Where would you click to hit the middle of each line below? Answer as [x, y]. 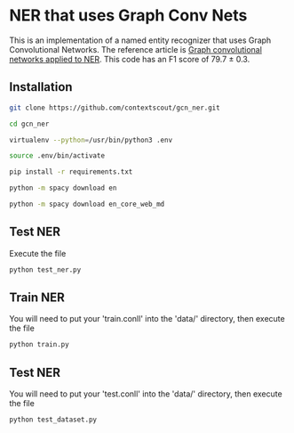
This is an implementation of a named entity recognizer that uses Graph [140, 40]
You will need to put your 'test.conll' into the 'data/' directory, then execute [146, 394]
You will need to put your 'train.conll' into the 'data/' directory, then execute [147, 319]
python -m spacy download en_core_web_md [87, 204]
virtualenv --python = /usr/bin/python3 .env [91, 140]
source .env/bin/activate [57, 156]
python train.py [39, 345]
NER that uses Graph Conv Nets [128, 16]
